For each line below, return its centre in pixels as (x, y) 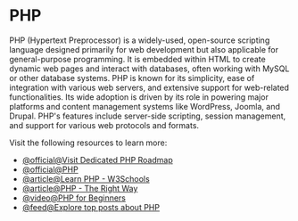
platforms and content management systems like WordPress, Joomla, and (145, 106)
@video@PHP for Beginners (74, 198)
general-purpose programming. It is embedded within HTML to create (137, 59)
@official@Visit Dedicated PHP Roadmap (97, 160)
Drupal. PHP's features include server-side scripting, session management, (148, 116)
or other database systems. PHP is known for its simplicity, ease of (132, 78)
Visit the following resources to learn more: (88, 143)
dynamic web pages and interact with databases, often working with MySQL (149, 69)
